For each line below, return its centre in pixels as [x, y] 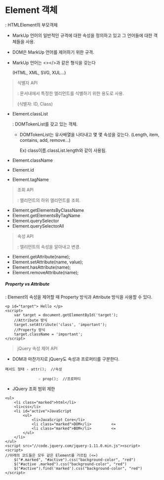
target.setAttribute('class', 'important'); [61, 325]
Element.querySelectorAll [38, 226]
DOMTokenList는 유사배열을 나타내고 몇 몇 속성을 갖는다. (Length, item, [89, 134]
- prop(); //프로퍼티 [60, 379]
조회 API [25, 189]
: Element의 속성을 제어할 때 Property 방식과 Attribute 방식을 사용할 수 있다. [79, 297]
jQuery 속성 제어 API [37, 348]
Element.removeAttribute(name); [45, 272]
